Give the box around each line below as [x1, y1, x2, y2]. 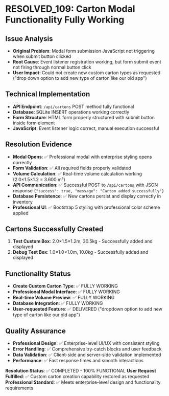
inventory [12, 199, 33, 205]
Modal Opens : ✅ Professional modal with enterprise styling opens [12, 153, 152, 160]
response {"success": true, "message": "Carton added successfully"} [12, 187, 164, 193]
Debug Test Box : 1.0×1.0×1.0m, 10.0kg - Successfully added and [12, 249, 149, 255]
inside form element [12, 120, 55, 126]
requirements [5, 385, 34, 391]
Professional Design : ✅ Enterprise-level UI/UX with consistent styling [12, 340, 160, 346]
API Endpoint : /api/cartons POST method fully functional [12, 103, 134, 109]
